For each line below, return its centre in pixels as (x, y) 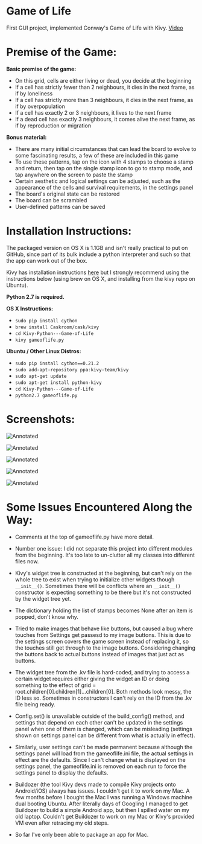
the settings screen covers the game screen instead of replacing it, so (102, 641)
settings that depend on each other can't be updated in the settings (99, 722)
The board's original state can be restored (67, 194)
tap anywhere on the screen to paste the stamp (74, 174)
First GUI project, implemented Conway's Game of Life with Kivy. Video (95, 28)
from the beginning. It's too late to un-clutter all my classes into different (105, 555)
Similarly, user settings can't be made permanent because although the (104, 747)
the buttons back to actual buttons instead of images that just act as (99, 654)
